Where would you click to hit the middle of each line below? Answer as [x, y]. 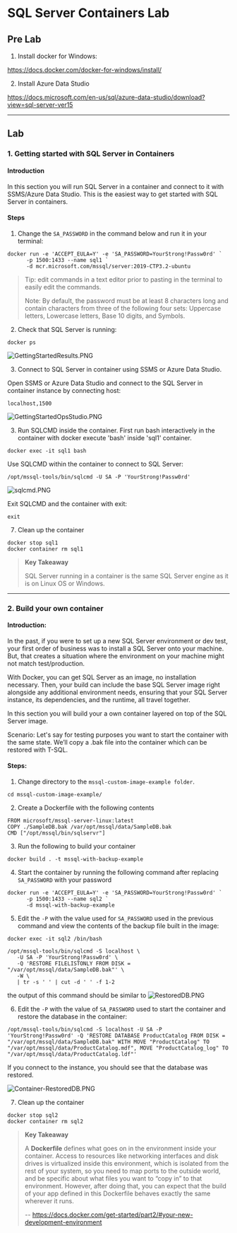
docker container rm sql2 [45, 1122]
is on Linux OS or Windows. [65, 583]
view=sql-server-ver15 [40, 105]
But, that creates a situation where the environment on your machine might [116, 655]
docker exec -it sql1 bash [47, 451]
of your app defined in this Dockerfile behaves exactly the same [117, 1193]
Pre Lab [24, 39]
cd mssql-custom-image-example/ [55, 795]
